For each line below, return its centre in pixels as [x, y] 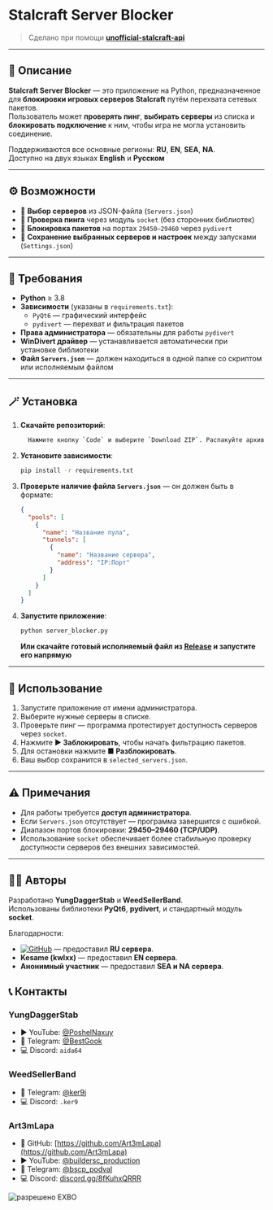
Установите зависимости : [67, 456]
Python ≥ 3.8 [42, 298]
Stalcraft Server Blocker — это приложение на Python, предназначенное [135, 90]
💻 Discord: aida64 [51, 1051]
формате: [37, 495]
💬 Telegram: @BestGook [61, 1041]
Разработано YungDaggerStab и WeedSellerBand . [96, 900]
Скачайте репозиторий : [63, 426]
